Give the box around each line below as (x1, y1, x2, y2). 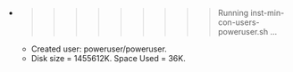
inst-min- (249, 8, 285, 18)
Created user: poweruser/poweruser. (30, 44, 167, 54)
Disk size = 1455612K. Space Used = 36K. (30, 53, 186, 63)
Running (217, 8, 249, 18)
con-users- (217, 17, 261, 28)
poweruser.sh (217, 27, 269, 36)
